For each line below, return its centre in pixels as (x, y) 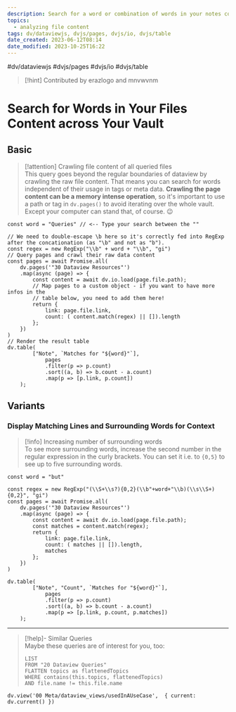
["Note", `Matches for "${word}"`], (86, 354)
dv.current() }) (31, 701)
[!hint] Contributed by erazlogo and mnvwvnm (91, 80)
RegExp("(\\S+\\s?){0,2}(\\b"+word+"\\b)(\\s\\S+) (139, 489)
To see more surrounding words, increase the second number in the (123, 449)
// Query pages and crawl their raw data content (81, 255)
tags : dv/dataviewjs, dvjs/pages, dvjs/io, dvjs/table (89, 33)
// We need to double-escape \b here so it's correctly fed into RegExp (116, 237)
